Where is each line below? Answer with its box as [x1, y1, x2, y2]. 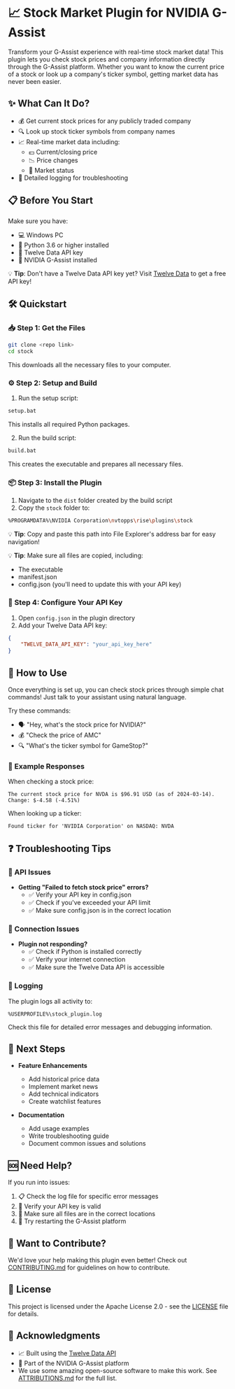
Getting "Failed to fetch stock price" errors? [17, 883, 149, 891]
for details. [8, 1309, 39, 1318]
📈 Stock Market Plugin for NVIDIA [8, 5, 210, 21]
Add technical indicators [28, 1090, 99, 1098]
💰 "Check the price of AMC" [17, 731, 101, 739]
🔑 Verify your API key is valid [17, 1202, 101, 1211]
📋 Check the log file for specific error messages [17, 1192, 159, 1201]
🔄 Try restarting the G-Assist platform [17, 1217, 127, 1225]
